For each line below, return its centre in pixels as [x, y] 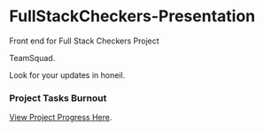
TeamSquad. [32, 58]
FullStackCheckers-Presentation [132, 16]
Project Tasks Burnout [58, 97]
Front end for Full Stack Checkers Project [84, 41]
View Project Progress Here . [61, 118]
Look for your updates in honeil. [67, 75]
